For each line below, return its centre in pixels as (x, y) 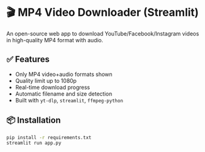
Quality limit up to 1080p (46, 80)
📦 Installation (34, 120)
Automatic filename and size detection (64, 94)
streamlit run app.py (34, 143)
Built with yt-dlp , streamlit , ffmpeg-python (69, 100)
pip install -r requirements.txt (49, 137)
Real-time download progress (53, 87)
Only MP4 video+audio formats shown (64, 74)
